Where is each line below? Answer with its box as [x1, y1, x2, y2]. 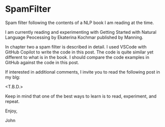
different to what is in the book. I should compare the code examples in [5, 54, 149, 60]
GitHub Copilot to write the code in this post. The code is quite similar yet [5, 49, 154, 55]
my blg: [5, 74, 21, 80]
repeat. [5, 98, 20, 104]
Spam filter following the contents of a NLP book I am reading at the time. [5, 20, 154, 25]
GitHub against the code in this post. [5, 59, 79, 65]
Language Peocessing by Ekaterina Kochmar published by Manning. [5, 34, 144, 40]
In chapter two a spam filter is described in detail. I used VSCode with [5, 44, 147, 50]
